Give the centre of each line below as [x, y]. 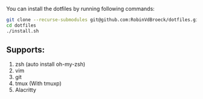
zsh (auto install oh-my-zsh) [50, 64]
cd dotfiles [21, 25]
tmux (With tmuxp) [38, 83]
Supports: [26, 50]
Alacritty [25, 90]
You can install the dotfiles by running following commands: [81, 9]
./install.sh [23, 31]
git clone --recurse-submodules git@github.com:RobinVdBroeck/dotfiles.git [104, 20]
